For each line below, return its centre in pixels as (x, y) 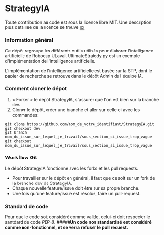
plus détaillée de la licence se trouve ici (45, 27)
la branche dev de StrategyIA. (42, 183)
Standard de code (27, 206)
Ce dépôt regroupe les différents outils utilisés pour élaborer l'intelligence (79, 51)
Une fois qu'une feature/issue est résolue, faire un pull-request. (76, 193)
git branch (16, 132)
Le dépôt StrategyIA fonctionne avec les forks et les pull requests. (72, 168)
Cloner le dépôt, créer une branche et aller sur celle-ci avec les (76, 110)
